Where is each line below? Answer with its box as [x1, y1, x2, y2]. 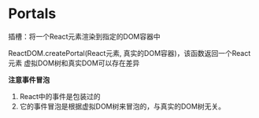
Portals [8, 5, 57, 23]
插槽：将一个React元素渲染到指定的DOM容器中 [8, 31, 161, 41]
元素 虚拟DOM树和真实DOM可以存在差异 [8, 58, 140, 68]
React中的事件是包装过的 [19, 91, 101, 101]
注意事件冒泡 [8, 75, 50, 84]
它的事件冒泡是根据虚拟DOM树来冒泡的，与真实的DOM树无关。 [19, 101, 226, 111]
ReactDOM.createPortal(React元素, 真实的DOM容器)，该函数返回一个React [8, 48, 251, 57]
